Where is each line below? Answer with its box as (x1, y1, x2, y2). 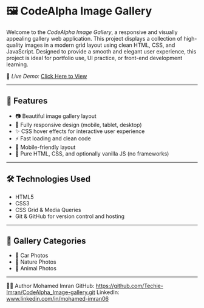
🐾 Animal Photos (15, 265, 56, 272)
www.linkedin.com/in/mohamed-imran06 (6, 295, 109, 303)
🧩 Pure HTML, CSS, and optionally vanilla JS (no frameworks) (15, 149, 169, 157)
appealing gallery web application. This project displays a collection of (6, 35, 183, 42)
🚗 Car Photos (15, 252, 49, 259)
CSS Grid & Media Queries (15, 206, 81, 213)
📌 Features (6, 96, 48, 106)
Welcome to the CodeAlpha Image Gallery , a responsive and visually (6, 28, 178, 36)
